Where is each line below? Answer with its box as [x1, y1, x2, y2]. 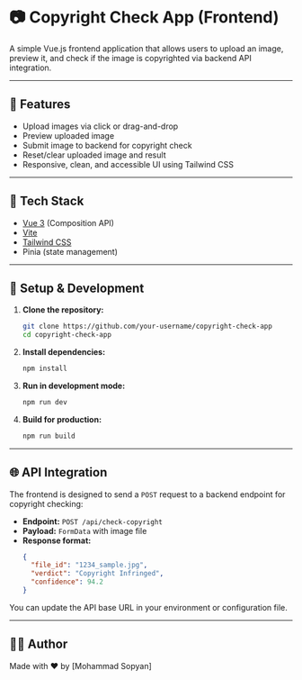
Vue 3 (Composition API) [22, 217, 115, 228]
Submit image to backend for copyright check [22, 140, 192, 150]
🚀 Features [9, 96, 71, 113]
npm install [22, 364, 67, 374]
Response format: [22, 535, 92, 546]
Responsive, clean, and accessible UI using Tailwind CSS [22, 159, 235, 169]
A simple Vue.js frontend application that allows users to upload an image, [9, 42, 284, 54]
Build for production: [22, 413, 102, 424]
